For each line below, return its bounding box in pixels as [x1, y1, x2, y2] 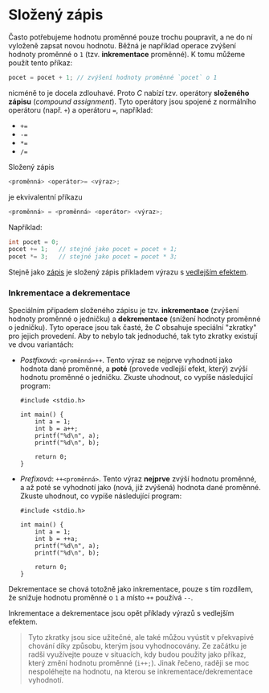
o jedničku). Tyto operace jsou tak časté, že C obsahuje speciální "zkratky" [8, 323, 257, 332]
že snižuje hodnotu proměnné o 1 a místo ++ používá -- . [8, 593, 194, 603]
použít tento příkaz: [8, 58, 73, 68]
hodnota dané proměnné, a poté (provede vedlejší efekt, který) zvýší [19, 364, 248, 373]
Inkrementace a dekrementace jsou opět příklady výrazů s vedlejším [8, 608, 234, 618]
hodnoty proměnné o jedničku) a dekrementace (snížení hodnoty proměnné [8, 314, 261, 324]
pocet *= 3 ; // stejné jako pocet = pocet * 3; [8, 253, 178, 261]
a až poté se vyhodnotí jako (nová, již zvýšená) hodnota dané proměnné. [19, 483, 261, 493]
